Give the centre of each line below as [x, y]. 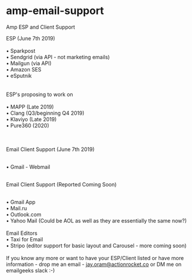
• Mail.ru [17, 208]
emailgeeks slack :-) [30, 270]
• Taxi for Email [25, 239]
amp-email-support [55, 11]
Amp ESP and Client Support [41, 27]
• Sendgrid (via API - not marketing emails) [58, 57]
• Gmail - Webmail [28, 167]
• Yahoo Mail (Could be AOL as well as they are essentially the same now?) [97, 220]
